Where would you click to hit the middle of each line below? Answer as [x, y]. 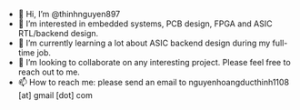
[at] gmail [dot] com [55, 95]
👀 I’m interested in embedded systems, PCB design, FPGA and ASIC [145, 24]
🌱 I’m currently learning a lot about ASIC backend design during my [144, 43]
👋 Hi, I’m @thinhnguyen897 [69, 14]
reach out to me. [49, 72]
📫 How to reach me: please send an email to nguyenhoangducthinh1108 [153, 82]
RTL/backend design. [58, 33]
